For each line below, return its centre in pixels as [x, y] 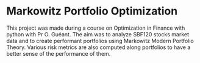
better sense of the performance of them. [59, 53]
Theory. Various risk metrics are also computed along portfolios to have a [98, 47]
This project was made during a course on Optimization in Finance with [96, 28]
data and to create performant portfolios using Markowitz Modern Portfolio [100, 41]
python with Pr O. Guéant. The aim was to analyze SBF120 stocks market [98, 34]
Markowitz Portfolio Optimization [92, 11]
